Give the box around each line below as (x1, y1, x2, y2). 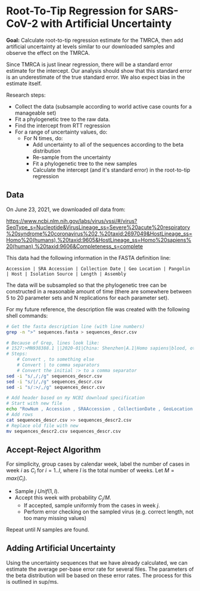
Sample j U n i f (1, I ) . (14, 487, 60, 494)
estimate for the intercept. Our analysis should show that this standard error (6, 67, 192, 74)
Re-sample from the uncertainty (32, 153, 111, 160)
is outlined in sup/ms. (6, 578, 59, 585)
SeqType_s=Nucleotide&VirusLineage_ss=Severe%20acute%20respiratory (6, 224, 190, 231)
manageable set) (14, 109, 57, 116)
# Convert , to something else (17, 357, 95, 363)
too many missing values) (23, 514, 87, 521)
